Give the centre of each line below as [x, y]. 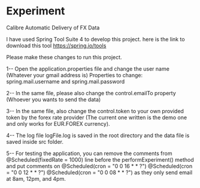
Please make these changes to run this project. [64, 57]
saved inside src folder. [35, 141]
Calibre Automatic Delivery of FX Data [53, 28]
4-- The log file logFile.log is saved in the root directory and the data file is [98, 135]
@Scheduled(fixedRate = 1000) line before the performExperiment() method [100, 159]
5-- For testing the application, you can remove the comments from [89, 153]
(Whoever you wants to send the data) [54, 99]
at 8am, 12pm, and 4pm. [36, 178]
